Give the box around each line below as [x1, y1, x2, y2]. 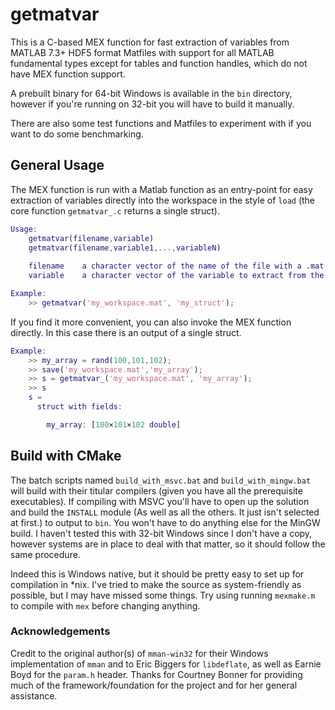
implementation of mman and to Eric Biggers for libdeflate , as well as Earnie [10, 658, 322, 670]
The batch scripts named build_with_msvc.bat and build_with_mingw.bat [10, 474, 312, 486]
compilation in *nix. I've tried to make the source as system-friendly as [10, 578, 302, 590]
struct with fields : [36, 402, 123, 412]
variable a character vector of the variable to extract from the [28, 271, 325, 281]
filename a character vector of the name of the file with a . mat [28, 261, 325, 272]
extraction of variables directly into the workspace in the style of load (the [10, 194, 316, 206]
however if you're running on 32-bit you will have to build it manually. [10, 98, 295, 110]
